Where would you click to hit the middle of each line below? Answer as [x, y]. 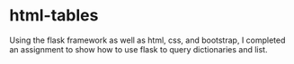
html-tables [54, 16]
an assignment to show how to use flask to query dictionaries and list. [138, 49]
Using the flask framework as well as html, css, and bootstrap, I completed [147, 40]
